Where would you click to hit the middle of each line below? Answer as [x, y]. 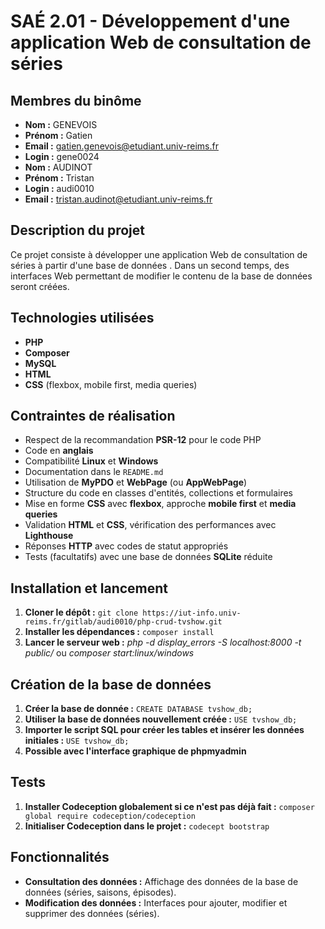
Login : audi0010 [59, 188]
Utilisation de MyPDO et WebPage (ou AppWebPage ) [136, 482]
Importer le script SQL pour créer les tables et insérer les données [164, 730]
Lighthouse [49, 536]
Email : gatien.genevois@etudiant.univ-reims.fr [121, 146]
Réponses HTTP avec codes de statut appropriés [126, 546]
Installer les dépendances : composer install [119, 632]
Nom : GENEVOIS [61, 124]
